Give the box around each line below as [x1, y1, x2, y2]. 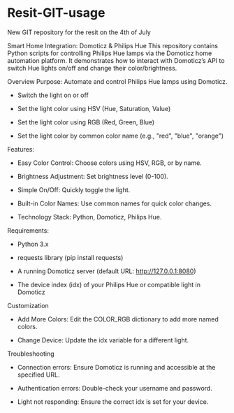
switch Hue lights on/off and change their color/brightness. [7, 64, 177, 72]
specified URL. [17, 370, 60, 379]
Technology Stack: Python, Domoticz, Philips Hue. [17, 212, 162, 221]
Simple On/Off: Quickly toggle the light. [17, 185, 131, 194]
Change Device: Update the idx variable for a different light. [17, 335, 189, 344]
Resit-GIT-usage [7, 5, 105, 21]
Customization [7, 301, 49, 310]
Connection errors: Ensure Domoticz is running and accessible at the [17, 363, 216, 371]
